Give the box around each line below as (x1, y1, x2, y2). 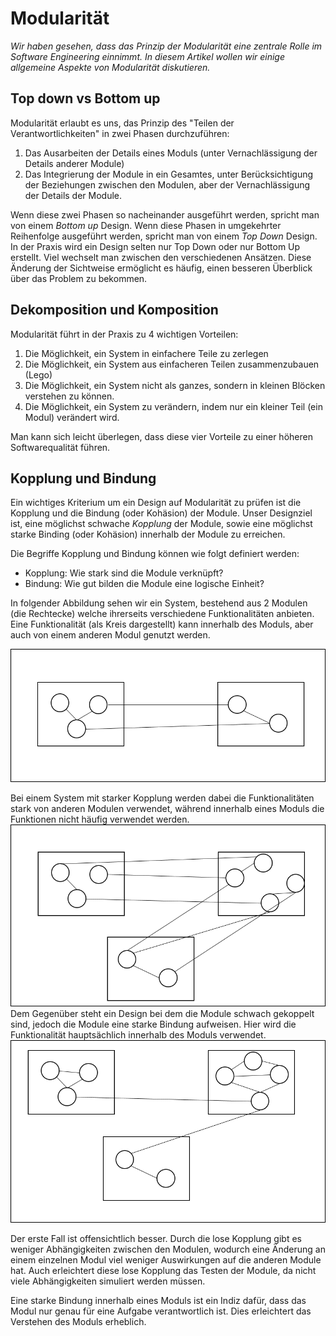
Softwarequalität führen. (10, 441, 111, 453)
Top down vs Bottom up (10, 90, 161, 107)
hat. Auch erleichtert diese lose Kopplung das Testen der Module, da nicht (10, 1265, 317, 1277)
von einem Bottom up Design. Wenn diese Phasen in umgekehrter (10, 219, 282, 231)
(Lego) (24, 368, 53, 381)
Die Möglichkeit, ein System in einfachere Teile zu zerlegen (24, 347, 269, 359)
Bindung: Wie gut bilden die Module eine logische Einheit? (24, 578, 265, 590)
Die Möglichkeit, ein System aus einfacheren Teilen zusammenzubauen (24, 358, 320, 370)
